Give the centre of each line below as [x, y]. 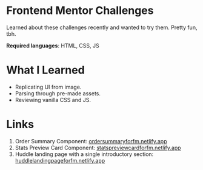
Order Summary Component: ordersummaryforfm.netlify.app [91, 141]
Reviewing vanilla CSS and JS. [53, 100]
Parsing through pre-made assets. [58, 93]
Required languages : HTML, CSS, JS [53, 46]
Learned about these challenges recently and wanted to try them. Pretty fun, [102, 27]
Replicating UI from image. [48, 87]
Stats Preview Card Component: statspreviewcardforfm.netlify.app [98, 148]
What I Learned [45, 70]
